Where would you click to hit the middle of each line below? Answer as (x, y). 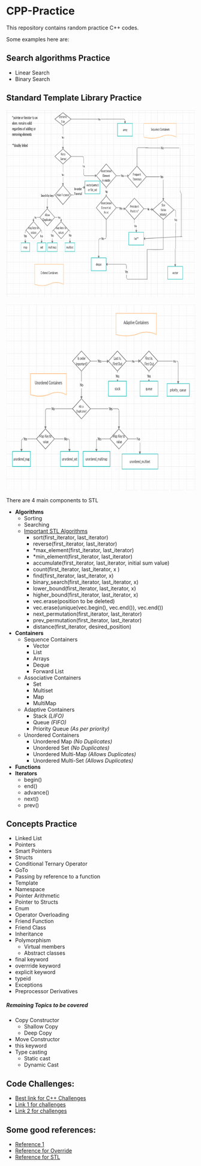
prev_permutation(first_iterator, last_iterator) (87, 620)
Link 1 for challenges (40, 1105)
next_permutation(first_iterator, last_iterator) (87, 614)
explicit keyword (35, 972)
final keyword (32, 960)
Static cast (37, 1059)
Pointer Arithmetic (37, 896)
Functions (28, 767)
